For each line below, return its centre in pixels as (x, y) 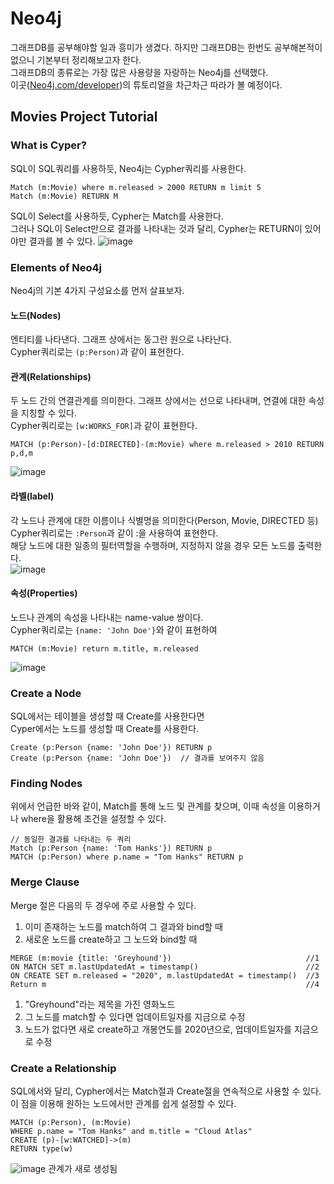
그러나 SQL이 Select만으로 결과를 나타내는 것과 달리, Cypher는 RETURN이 (156, 228)
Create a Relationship (63, 1068)
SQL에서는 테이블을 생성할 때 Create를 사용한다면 (107, 716)
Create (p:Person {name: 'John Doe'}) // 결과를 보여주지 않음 (137, 758)
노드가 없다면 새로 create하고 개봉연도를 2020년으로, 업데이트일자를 (158, 1029)
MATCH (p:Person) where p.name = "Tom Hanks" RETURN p (127, 857)
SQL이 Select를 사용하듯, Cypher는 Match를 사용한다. (117, 216)
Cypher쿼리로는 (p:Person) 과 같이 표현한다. (97, 352)
